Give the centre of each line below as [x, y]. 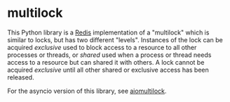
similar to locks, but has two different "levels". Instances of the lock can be [115, 39]
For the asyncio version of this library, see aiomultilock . [87, 91]
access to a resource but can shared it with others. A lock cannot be [106, 62]
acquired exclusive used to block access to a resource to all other [102, 47]
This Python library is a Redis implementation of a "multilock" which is [108, 32]
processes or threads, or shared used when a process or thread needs [109, 55]
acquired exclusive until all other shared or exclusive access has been [108, 70]
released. [21, 77]
